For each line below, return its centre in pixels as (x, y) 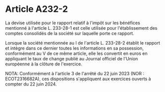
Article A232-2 (37, 9)
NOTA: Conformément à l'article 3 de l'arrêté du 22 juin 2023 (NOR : (75, 73)
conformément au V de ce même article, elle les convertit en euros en (76, 53)
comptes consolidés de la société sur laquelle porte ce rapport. (70, 33)
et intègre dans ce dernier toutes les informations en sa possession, (74, 48)
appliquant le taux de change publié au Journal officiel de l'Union (72, 58)
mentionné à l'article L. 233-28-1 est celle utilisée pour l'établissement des (81, 28)
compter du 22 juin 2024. (31, 84)
